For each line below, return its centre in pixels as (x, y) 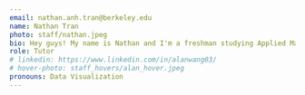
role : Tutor (32, 52)
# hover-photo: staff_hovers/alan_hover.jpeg (97, 69)
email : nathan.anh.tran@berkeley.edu (81, 18)
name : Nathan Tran (44, 26)
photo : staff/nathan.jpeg (58, 34)
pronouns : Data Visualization (67, 77)
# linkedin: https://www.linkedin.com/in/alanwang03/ (113, 60)
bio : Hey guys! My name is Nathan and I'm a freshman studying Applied (148, 43)
